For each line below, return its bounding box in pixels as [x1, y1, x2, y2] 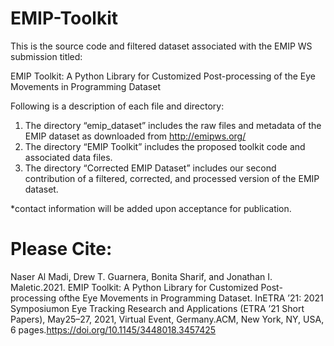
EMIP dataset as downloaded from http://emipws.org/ [24, 130, 247, 142]
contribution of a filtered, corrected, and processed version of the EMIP [24, 172, 320, 184]
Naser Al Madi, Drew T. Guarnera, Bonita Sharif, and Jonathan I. [10, 270, 273, 282]
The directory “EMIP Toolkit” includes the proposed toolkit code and [24, 140, 306, 152]
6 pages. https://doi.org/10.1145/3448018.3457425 [10, 323, 217, 336]
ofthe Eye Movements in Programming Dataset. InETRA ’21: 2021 [58, 292, 324, 304]
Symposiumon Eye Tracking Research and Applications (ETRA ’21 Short [10, 302, 305, 314]
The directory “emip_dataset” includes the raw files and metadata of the [24, 119, 322, 131]
